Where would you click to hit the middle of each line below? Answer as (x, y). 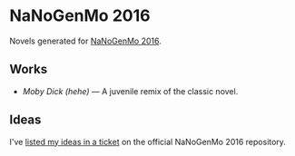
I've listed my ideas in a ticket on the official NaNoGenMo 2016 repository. (147, 141)
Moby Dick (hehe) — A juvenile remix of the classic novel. (130, 91)
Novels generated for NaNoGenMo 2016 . (85, 41)
